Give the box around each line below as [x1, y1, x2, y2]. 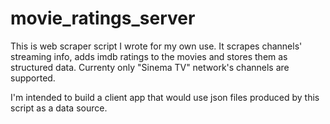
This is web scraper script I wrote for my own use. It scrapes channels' [10, 40, 303, 52]
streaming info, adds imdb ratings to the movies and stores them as [10, 50, 288, 62]
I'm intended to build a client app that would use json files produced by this [10, 91, 320, 103]
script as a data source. [10, 102, 108, 114]
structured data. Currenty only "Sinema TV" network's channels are [10, 61, 290, 73]
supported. [10, 72, 56, 84]
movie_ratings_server [10, 7, 196, 30]
